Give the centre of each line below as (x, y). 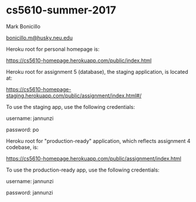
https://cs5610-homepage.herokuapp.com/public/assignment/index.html (94, 158)
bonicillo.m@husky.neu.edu (39, 37)
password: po (23, 129)
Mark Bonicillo (23, 26)
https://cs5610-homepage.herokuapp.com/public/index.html (79, 60)
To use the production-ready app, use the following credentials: (83, 170)
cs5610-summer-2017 (61, 10)
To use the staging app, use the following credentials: (71, 107)
